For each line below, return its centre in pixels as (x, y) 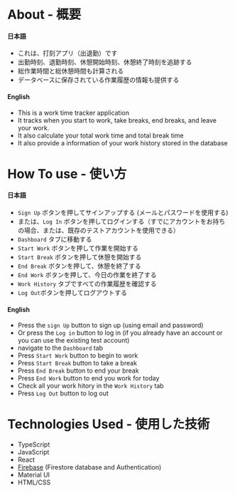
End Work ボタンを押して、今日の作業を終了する (87, 274)
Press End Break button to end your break (78, 370)
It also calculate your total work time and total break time (101, 135)
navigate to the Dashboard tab (60, 348)
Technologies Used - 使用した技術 (109, 424)
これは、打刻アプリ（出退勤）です (67, 53)
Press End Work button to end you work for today (88, 378)
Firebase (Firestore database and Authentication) (89, 467)
